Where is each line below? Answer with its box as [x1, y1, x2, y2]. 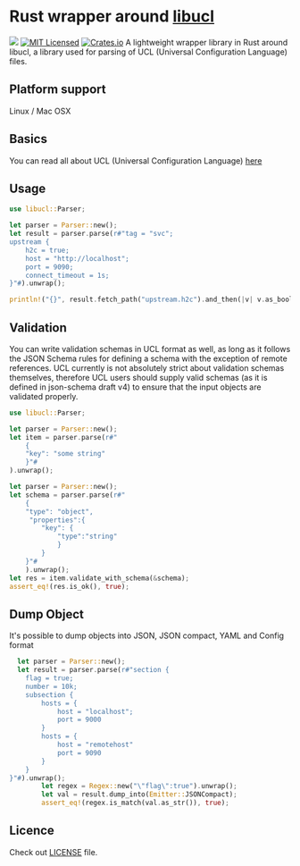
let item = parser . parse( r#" [9, 433, 118, 441]
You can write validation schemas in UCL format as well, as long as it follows [9, 343, 291, 354]
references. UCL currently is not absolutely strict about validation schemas [9, 362, 285, 373]
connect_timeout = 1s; [25, 271, 110, 280]
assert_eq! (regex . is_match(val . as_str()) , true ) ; [41, 798, 229, 808]
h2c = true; [25, 246, 70, 255]
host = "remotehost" [56, 740, 134, 749]
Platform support [9, 82, 106, 97]
